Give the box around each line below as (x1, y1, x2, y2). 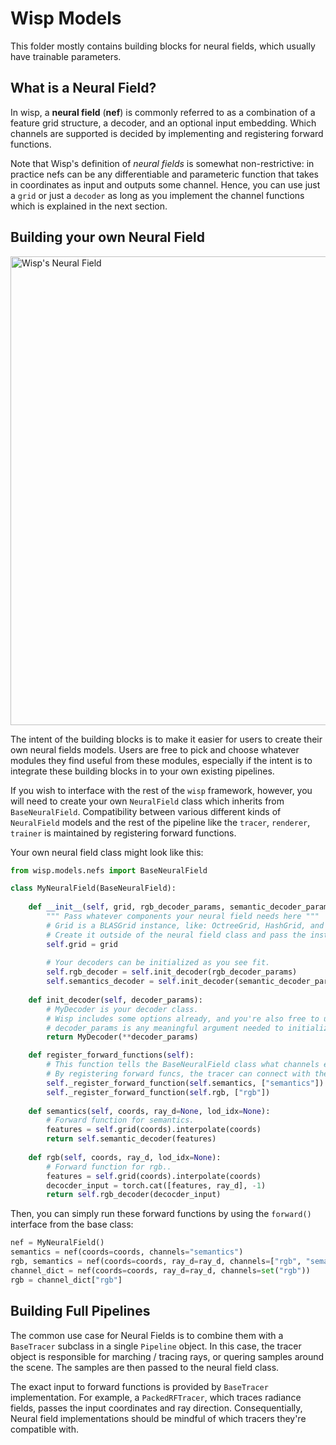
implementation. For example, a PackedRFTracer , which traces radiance (10, 1391, 302, 1403)
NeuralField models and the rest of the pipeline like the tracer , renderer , (10, 816, 311, 828)
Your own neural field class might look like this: (10, 846, 204, 858)
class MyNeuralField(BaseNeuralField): (10, 883, 177, 894)
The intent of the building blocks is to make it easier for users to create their (10, 733, 323, 745)
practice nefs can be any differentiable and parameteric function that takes (10, 168, 319, 180)
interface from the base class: (10, 1218, 134, 1231)
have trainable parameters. (10, 50, 122, 62)
